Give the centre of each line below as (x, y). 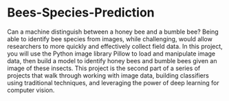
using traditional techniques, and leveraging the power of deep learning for (113, 82)
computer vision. (31, 90)
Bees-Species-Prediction (81, 13)
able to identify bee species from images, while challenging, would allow (110, 38)
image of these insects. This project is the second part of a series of (104, 68)
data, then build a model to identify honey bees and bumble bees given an (112, 60)
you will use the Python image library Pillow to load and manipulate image (111, 54)
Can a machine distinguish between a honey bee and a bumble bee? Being (113, 32)
